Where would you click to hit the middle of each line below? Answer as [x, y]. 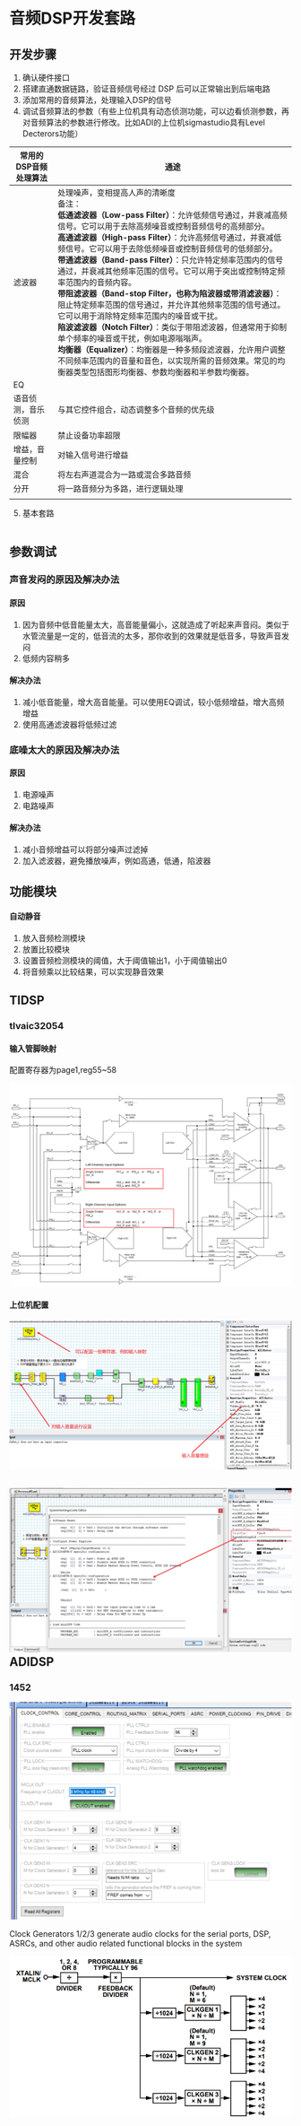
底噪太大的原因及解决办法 [64, 750]
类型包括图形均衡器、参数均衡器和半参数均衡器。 [163, 371]
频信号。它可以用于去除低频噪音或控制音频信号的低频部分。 [168, 248]
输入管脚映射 [33, 1048]
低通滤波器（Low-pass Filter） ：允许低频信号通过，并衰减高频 [173, 214]
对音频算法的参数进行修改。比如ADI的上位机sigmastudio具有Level [144, 122]
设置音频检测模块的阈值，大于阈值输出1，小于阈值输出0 [125, 960]
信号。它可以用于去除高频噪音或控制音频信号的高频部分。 [164, 226]
